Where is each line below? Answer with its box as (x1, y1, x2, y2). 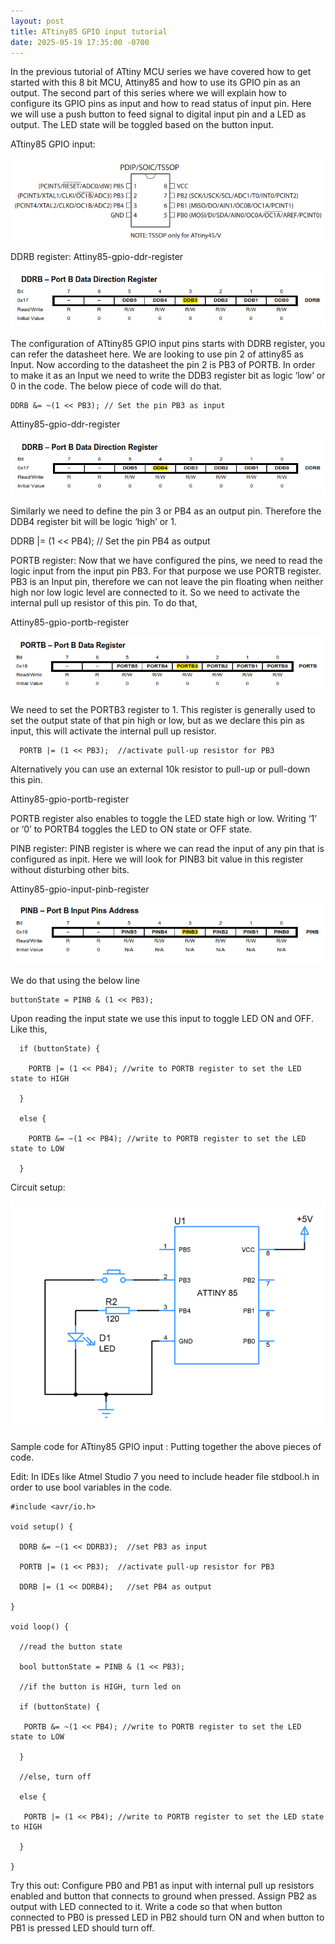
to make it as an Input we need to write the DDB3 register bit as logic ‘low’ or (10, 369, 326, 381)
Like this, (10, 1023, 48, 1035)
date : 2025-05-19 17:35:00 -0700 (10, 37, 150, 47)
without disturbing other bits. (10, 864, 130, 876)
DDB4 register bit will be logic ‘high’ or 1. (10, 515, 177, 527)
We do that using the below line (10, 974, 141, 986)
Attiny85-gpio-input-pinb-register (10, 883, 150, 895)
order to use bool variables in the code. (10, 1481, 173, 1494)
